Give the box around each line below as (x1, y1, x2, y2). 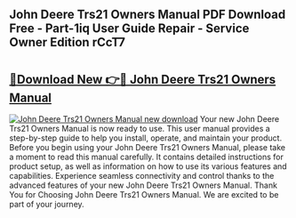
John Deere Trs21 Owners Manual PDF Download (9, 7, 286, 22)
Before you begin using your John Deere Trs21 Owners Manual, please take (9, 142, 286, 152)
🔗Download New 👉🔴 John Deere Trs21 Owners (9, 71, 276, 87)
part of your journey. (9, 199, 84, 209)
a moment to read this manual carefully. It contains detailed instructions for (9, 151, 284, 162)
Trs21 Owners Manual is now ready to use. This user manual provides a (9, 124, 271, 133)
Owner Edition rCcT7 (9, 35, 126, 50)
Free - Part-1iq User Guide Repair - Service (9, 21, 250, 36)
